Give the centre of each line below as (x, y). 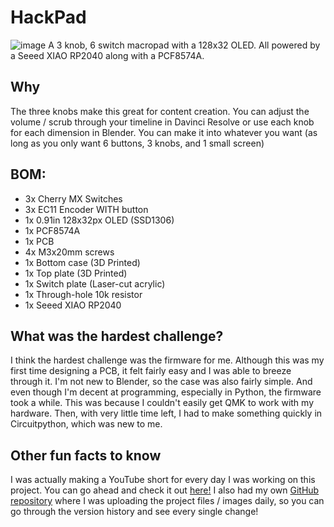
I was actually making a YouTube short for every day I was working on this (163, 480)
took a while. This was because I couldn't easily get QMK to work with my (162, 403)
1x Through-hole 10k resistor (83, 294)
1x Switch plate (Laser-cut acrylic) (95, 283)
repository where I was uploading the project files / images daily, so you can (167, 501)
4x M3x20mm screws (69, 252)
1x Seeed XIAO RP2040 (73, 305)
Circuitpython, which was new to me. (86, 424)
